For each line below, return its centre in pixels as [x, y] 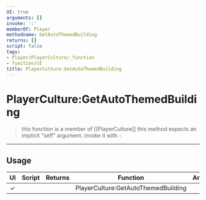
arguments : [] [25, 18]
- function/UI [25, 63]
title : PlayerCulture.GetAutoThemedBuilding [64, 69]
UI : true [17, 12]
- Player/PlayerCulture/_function [51, 57]
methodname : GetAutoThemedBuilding [52, 35]
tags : [13, 52]
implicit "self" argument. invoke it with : [71, 136]
